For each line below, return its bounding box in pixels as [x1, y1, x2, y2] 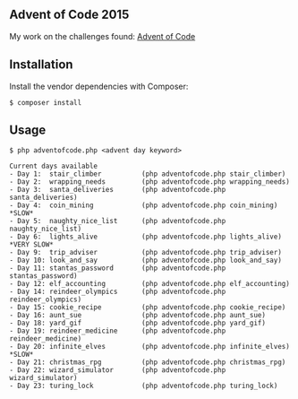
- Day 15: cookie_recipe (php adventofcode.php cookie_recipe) [9, 303, 286, 312]
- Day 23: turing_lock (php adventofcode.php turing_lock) [9, 381, 278, 391]
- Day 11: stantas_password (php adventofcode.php [9, 264, 226, 273]
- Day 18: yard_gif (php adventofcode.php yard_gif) [9, 318, 267, 328]
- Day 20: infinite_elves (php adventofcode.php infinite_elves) [9, 343, 291, 351]
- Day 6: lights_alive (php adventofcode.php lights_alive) [9, 232, 282, 241]
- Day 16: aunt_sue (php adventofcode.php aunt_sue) [9, 311, 267, 320]
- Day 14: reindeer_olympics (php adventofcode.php [9, 287, 226, 297]
